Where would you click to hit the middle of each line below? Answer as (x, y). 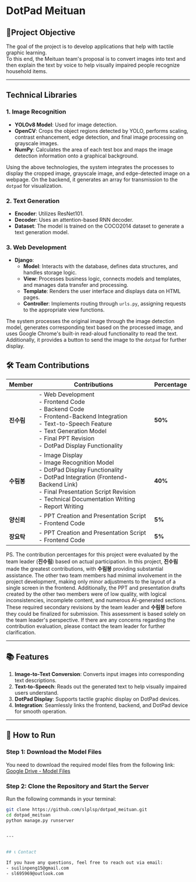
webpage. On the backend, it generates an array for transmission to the (92, 179)
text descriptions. (36, 680)
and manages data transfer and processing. (76, 285)
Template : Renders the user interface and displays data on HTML (102, 291)
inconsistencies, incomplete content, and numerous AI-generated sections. (96, 600)
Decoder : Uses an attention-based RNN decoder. (74, 219)
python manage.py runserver (40, 821)
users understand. (36, 692)
